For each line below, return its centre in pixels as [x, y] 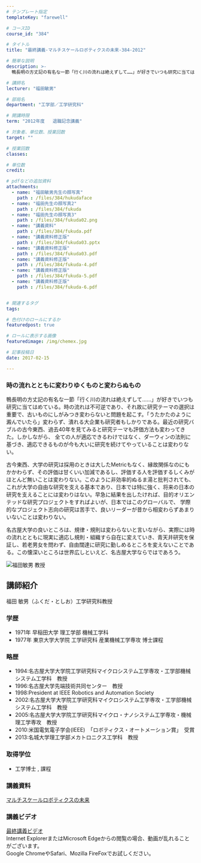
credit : [16, 171]
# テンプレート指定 [27, 12]
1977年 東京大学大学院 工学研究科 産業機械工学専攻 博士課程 [89, 640]
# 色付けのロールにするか [33, 319]
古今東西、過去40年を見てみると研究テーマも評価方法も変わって [101, 429]
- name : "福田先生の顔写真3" [44, 215]
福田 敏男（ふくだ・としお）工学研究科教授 [59, 601]
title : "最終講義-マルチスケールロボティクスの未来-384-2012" [76, 50]
